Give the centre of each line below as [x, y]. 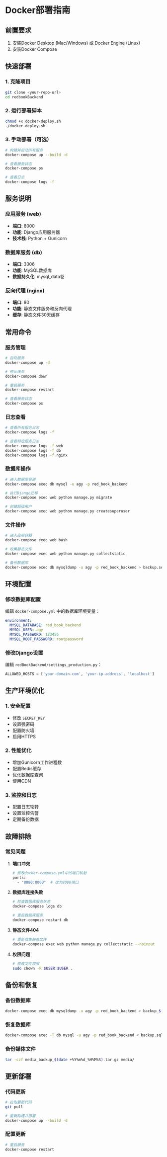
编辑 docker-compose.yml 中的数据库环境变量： [53, 611]
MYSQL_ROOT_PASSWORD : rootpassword [46, 639]
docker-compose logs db [37, 907]
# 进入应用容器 [19, 536]
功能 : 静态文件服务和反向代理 [42, 309]
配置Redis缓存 [27, 768]
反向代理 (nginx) [25, 290]
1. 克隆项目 [18, 82]
